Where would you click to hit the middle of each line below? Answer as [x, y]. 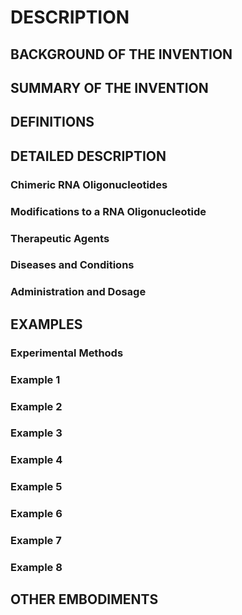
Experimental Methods [67, 353]
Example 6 [36, 514]
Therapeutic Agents [60, 238]
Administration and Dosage [78, 292]
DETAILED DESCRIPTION [88, 156]
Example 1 [35, 379]
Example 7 [36, 541]
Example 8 [36, 568]
